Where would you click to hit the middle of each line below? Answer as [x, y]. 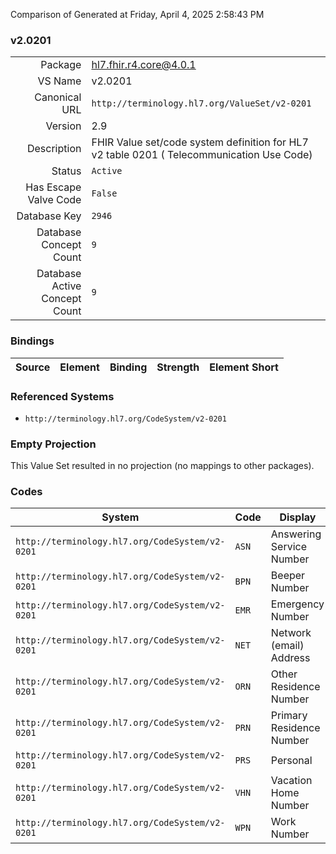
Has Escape [53, 187]
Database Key [49, 216]
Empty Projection [53, 444]
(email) [287, 646]
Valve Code [54, 200]
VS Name [59, 81]
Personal [291, 761]
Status [66, 171]
